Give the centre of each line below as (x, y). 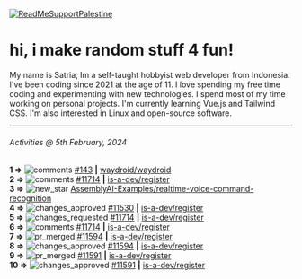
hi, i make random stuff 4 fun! (121, 50)
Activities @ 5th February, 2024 (68, 142)
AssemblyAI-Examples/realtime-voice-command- (162, 189)
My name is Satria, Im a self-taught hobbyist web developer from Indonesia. (150, 74)
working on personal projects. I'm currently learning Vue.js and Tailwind (142, 103)
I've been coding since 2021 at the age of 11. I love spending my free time (145, 84)
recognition (31, 198)
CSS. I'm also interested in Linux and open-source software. (120, 113)
